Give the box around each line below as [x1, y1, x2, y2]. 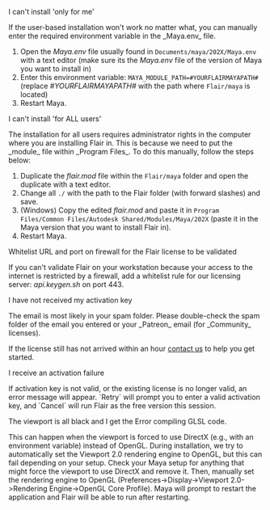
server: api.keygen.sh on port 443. [8, 280, 124, 289]
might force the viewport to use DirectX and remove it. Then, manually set [8, 466, 255, 476]
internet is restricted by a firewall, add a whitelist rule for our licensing [8, 271, 241, 280]
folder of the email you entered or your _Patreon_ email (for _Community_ [8, 319, 251, 329]
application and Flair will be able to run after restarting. [8, 492, 191, 502]
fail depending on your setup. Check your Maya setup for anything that [8, 458, 245, 467]
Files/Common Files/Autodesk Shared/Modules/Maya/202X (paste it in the [19, 214, 259, 223]
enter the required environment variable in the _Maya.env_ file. [8, 32, 217, 40]
